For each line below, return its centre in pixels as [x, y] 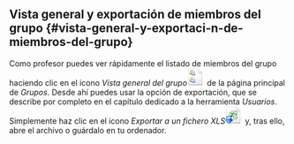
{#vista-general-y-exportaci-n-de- [144, 29]
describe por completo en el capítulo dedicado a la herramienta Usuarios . [143, 102]
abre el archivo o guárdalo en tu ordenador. [88, 130]
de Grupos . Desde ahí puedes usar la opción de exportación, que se [133, 92]
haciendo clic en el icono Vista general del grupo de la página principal [147, 82]
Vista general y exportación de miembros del [136, 15]
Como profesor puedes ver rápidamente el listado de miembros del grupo [143, 63]
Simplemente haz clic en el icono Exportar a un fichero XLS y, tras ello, [147, 121]
